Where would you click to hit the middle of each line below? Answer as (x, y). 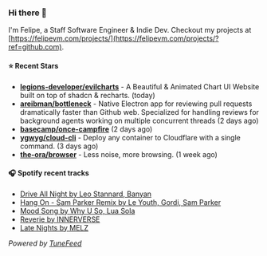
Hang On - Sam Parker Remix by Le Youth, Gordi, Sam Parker (120, 202)
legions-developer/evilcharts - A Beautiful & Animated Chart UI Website (139, 86)
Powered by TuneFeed (45, 243)
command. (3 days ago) (59, 146)
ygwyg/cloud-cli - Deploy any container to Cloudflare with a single (130, 137)
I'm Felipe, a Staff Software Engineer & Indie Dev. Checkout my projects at (130, 30)
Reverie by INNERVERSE (60, 219)
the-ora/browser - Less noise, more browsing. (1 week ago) (118, 154)
